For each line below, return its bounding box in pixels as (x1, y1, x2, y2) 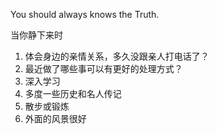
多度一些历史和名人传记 (24, 88, 122, 99)
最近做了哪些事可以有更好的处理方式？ (24, 63, 183, 74)
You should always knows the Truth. (10, 9, 160, 20)
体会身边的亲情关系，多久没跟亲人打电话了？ (24, 50, 210, 62)
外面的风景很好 (24, 113, 87, 124)
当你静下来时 (10, 29, 63, 41)
